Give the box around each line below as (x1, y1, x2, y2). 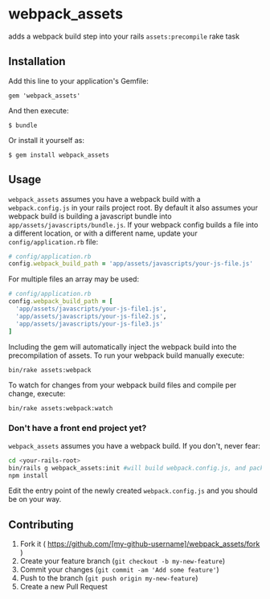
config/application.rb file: (8, 236, 99, 246)
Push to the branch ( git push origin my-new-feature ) (19, 573, 198, 583)
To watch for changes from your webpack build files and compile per (8, 380, 237, 390)
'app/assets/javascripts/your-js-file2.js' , (15, 312, 167, 320)
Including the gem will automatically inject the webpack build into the (8, 342, 237, 351)
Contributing (8, 518, 74, 531)
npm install (8, 471, 48, 479)
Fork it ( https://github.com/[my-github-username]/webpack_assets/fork (19, 540, 260, 549)
